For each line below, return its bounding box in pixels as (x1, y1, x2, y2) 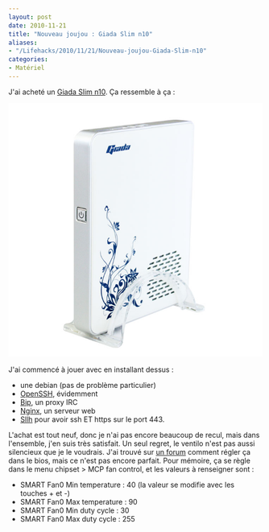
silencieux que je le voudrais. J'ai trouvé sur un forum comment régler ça (8, 447, 251, 456)
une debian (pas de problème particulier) (19, 380, 157, 390)
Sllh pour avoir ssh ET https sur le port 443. (19, 414, 165, 424)
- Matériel (8, 64, 45, 72)
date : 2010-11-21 (8, 21, 67, 30)
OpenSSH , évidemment (19, 389, 98, 398)
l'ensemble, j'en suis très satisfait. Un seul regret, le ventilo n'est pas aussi (8, 439, 255, 448)
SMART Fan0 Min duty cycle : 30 (19, 505, 130, 515)
